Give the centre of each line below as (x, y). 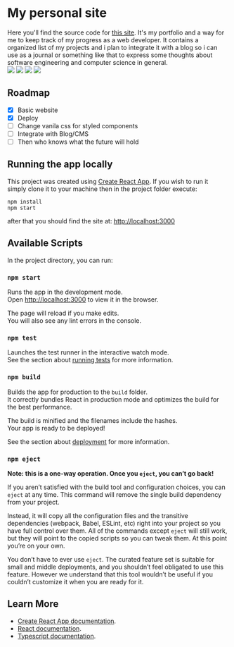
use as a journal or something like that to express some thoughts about (110, 55)
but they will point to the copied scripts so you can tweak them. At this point (117, 538)
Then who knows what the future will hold (78, 142)
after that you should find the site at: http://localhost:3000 (91, 221)
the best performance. (40, 407)
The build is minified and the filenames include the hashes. (92, 420)
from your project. (33, 502)
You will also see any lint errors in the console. (74, 320)
